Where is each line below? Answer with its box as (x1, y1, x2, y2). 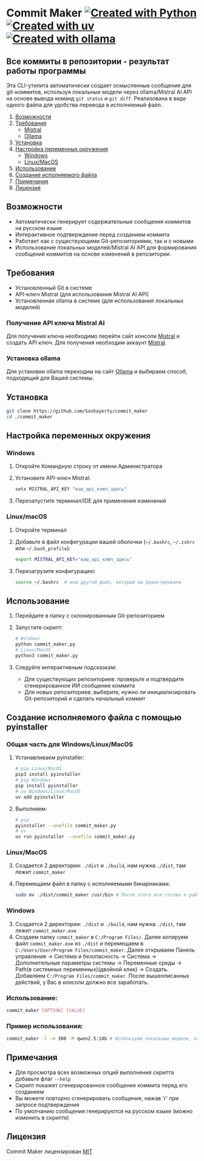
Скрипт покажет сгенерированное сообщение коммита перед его (15, 1081, 188, 1089)
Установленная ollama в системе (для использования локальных (15, 297, 184, 304)
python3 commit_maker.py (15, 652, 78, 658)
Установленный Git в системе (15, 284, 92, 291)
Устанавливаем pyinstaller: (15, 754, 84, 761)
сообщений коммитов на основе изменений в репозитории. (15, 250, 171, 257)
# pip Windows (15, 777, 51, 783)
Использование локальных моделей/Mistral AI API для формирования (15, 243, 197, 251)
